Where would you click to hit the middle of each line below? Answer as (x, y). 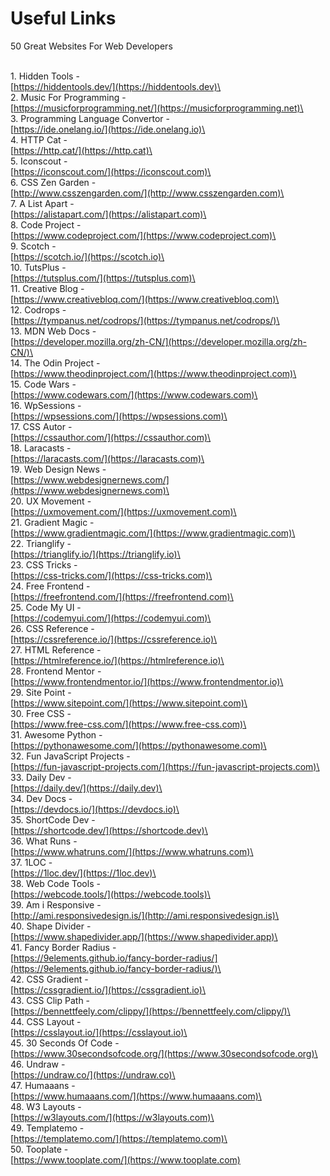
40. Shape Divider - (51, 926)
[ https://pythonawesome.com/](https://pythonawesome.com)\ (138, 745)
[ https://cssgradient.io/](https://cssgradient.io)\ (108, 989)
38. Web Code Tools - (55, 883)
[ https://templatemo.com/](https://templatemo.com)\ (119, 1138)
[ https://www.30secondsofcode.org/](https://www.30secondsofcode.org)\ (164, 1053)
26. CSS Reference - (52, 628)
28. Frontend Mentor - (56, 671)
